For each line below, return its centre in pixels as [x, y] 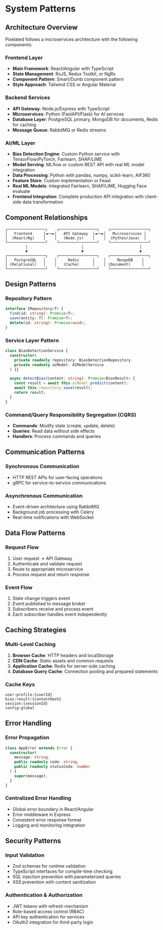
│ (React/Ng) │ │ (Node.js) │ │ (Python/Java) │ [76, 238]
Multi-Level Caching [30, 644]
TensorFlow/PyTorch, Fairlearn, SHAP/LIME [57, 159]
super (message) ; [31, 776]
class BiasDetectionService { [37, 351]
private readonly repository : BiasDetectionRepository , [74, 360]
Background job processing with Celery [53, 512]
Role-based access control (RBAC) [48, 911]
